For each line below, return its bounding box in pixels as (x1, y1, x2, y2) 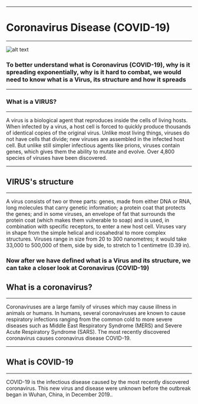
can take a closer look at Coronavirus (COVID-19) (6, 264, 150, 272)
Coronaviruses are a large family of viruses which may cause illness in (6, 303, 177, 310)
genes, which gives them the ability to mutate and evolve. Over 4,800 (6, 148, 175, 155)
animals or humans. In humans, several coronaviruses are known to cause (6, 310, 186, 317)
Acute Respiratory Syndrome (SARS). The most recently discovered (6, 329, 170, 336)
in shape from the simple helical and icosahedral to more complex (6, 229, 166, 237)
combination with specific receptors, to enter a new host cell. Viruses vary (6, 223, 187, 230)
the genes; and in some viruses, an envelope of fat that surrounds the (6, 211, 176, 218)
